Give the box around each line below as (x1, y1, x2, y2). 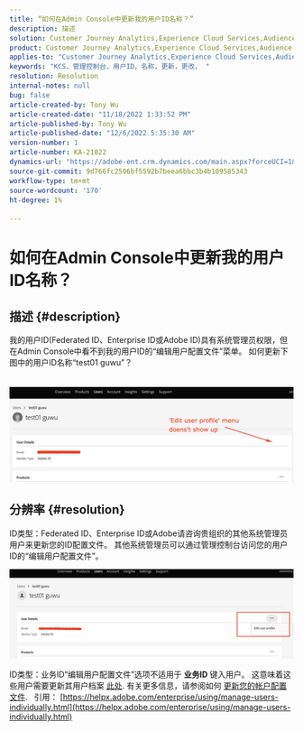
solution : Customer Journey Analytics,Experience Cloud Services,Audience (9, 33, 297, 42)
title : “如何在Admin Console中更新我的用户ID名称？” (9, 14, 194, 23)
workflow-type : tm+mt (9, 176, 91, 185)
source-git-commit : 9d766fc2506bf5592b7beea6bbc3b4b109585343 (9, 167, 248, 176)
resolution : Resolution (9, 72, 99, 81)
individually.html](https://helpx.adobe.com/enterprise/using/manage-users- (9, 702, 291, 713)
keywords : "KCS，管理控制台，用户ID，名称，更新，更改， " (9, 62, 210, 71)
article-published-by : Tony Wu (9, 119, 127, 128)
